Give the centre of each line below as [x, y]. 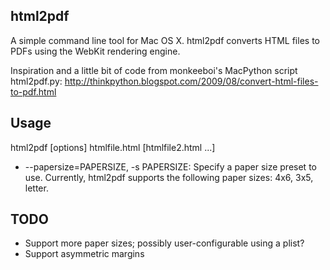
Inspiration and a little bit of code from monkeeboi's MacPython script [154, 70]
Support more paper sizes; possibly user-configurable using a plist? [164, 243]
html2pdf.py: [36, 81]
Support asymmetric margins [84, 254]
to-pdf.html [33, 91]
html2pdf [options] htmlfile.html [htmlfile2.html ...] [113, 147]
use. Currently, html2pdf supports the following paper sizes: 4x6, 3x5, [169, 177]
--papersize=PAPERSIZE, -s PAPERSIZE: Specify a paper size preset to [170, 166]
